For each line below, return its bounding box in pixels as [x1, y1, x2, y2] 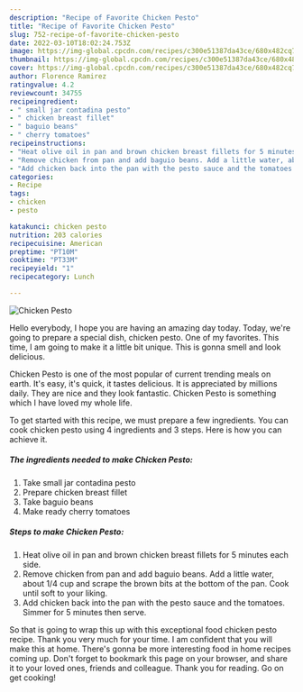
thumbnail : [9, 55, 50, 64]
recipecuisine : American [9, 239, 103, 248]
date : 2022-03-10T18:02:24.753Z [9, 38, 131, 48]
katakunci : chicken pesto [9, 222, 106, 231]
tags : [9, 189, 30, 198]
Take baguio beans [22, 496, 94, 507]
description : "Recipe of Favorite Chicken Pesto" [9, 13, 200, 23]
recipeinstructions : [9, 139, 87, 148]
